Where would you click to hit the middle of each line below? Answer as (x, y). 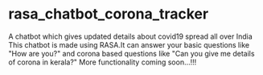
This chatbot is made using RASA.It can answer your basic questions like (129, 44)
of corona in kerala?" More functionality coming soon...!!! (103, 62)
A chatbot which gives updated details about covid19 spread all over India (131, 36)
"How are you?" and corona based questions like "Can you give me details (131, 53)
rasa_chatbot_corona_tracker (109, 14)
